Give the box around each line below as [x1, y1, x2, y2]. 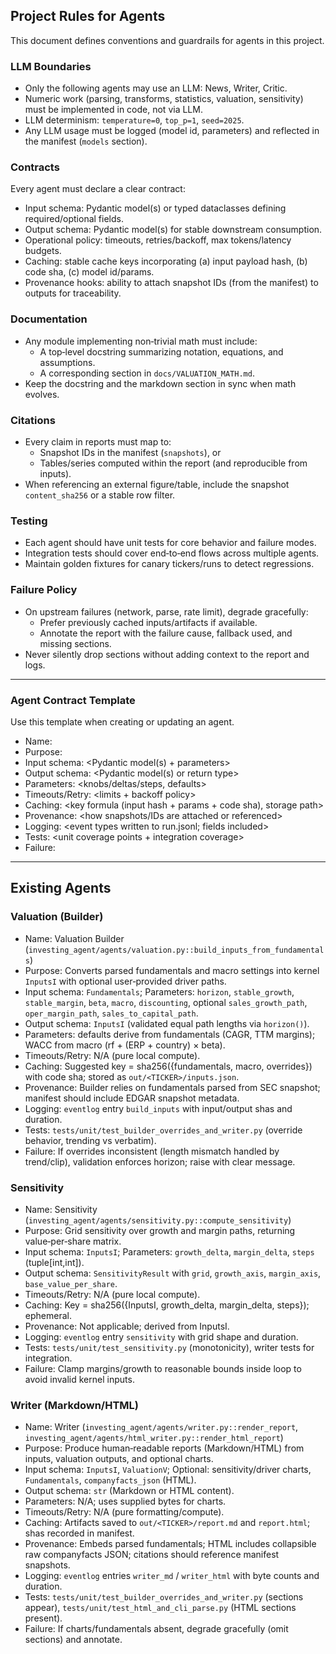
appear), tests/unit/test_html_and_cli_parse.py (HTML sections [24, 1602, 297, 1614]
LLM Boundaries [10, 59, 92, 73]
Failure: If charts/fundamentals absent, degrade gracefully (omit [24, 1623, 289, 1635]
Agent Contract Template [10, 693, 136, 707]
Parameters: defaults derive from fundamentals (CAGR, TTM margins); [24, 1028, 316, 1040]
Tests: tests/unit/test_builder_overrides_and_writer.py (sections [24, 1591, 304, 1603]
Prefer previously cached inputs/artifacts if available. [39, 616, 258, 628]
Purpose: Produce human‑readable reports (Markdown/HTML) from [24, 1442, 305, 1454]
